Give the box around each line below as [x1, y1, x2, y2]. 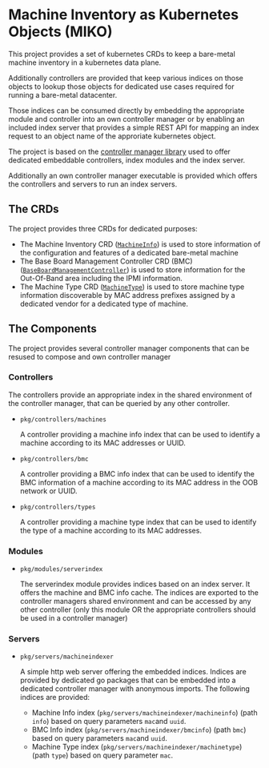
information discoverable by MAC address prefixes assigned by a [19, 290, 235, 300]
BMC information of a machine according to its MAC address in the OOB [19, 477, 259, 487]
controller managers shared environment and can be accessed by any [19, 597, 251, 606]
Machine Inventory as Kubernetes [8, 6, 239, 24]
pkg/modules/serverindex [19, 565, 103, 573]
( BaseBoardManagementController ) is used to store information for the [19, 264, 246, 274]
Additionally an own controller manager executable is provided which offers [8, 171, 258, 180]
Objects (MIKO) [8, 22, 113, 41]
